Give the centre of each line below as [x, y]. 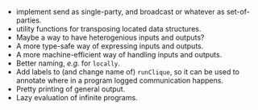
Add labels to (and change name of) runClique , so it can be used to [128, 72]
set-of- [238, 12]
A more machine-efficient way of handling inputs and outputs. [119, 55]
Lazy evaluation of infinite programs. [77, 97]
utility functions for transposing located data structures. [108, 29]
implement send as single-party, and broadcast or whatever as [120, 12]
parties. [29, 20]
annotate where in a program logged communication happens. [120, 80]
